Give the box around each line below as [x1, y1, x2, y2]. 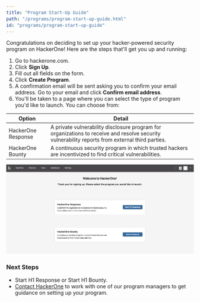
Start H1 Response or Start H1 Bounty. [14, 276, 108, 283]
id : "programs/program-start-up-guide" [6, 22, 105, 28]
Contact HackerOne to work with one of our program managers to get [14, 283, 186, 290]
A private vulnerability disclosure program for [50, 124, 162, 131]
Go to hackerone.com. [14, 57, 70, 64]
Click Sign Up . [14, 63, 51, 71]
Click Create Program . [14, 76, 70, 84]
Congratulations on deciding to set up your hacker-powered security [6, 39, 174, 47]
